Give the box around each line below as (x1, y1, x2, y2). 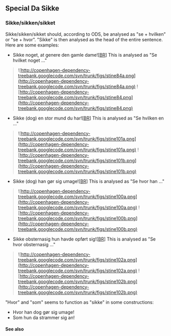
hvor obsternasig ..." (12, 241, 56, 247)
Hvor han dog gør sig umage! (12, 309, 75, 315)
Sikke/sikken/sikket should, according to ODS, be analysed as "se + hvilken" (5, 31, 166, 37)
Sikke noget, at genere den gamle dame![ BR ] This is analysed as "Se (12, 52, 157, 58)
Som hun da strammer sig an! (12, 314, 75, 321)
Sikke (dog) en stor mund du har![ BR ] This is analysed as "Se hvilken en (12, 115, 164, 121)
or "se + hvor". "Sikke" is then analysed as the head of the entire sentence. (5, 36, 163, 42)
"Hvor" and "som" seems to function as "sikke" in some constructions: (5, 299, 154, 305)
